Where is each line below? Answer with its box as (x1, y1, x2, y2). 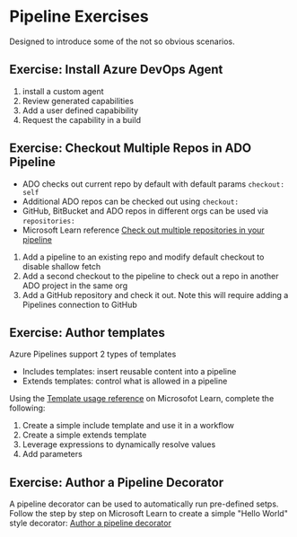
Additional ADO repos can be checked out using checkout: (22, 196, 240, 207)
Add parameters (22, 449, 83, 460)
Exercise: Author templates (9, 325, 166, 340)
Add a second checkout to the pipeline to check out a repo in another (22, 270, 279, 281)
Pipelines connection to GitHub (22, 299, 137, 310)
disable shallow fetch (22, 260, 101, 271)
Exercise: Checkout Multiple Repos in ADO (9, 141, 252, 156)
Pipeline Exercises (9, 6, 150, 27)
